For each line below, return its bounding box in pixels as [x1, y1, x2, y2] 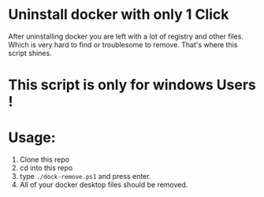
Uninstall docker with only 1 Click [8, 6, 229, 24]
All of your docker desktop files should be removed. [19, 180, 188, 190]
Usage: [8, 128, 57, 147]
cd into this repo [19, 163, 73, 173]
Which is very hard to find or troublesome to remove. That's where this [8, 39, 238, 49]
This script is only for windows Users [8, 76, 256, 94]
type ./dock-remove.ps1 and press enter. [19, 172, 151, 181]
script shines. [8, 48, 53, 58]
